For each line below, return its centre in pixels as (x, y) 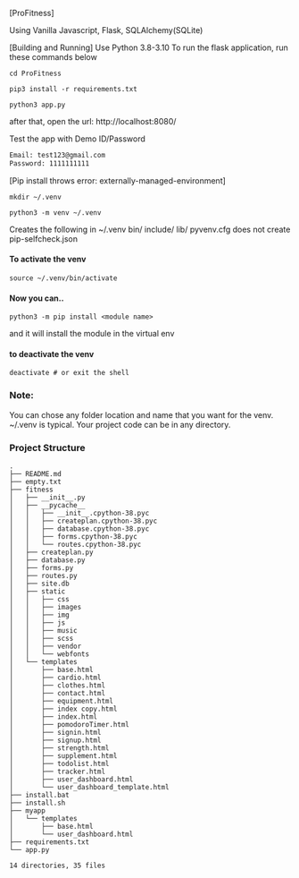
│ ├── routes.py (43, 575)
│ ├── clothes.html (57, 685)
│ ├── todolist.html (59, 763)
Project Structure (47, 448)
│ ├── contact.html (57, 693)
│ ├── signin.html (55, 732)
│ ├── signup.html (55, 740)
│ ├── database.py (48, 560)
